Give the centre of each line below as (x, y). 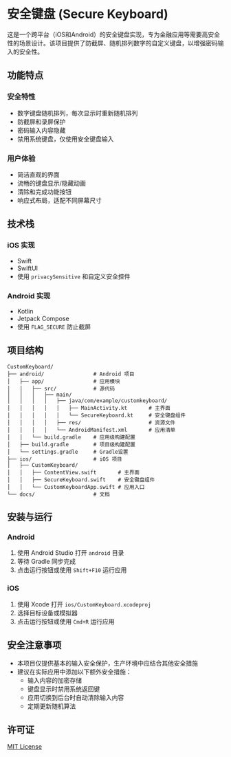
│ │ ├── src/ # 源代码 (61, 388)
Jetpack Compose (43, 318)
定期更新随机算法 (52, 706)
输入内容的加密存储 (55, 680)
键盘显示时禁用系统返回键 (64, 689)
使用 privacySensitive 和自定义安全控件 (74, 276)
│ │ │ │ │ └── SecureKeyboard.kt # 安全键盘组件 (96, 415)
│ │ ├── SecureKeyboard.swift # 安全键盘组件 (81, 480)
